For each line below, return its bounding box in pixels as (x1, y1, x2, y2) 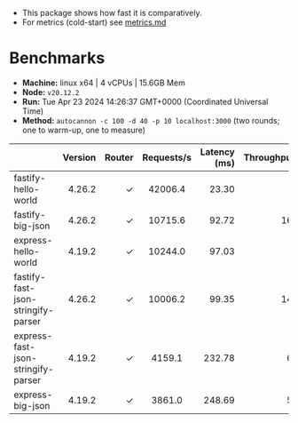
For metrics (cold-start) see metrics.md (21, 17, 167, 28)
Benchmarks (9, 48, 106, 68)
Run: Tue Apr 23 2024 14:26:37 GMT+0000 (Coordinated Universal (21, 96, 269, 107)
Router (105, 151, 135, 164)
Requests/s (142, 151, 192, 164)
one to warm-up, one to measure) (21, 124, 146, 135)
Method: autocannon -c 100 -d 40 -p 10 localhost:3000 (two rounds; (21, 115, 280, 125)
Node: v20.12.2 (21, 86, 80, 97)
